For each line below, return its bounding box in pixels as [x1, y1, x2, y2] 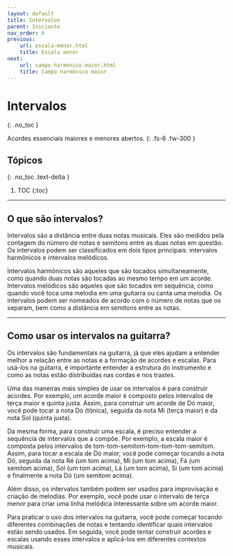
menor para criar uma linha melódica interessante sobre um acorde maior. [7, 499, 218, 507]
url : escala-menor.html [19, 42, 89, 49]
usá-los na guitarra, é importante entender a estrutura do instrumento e [7, 363, 212, 372]
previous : [7, 36, 36, 43]
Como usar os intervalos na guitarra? [7, 330, 171, 342]
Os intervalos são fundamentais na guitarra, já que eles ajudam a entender [7, 348, 221, 357]
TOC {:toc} [17, 186, 49, 195]
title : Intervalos [7, 17, 60, 24]
